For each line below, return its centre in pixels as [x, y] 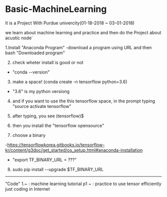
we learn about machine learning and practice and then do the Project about [83, 32]
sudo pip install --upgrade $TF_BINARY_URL [58, 169]
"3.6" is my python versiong [41, 91]
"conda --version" [31, 72]
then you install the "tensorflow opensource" [58, 125]
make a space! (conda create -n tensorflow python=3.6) [70, 82]
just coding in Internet [28, 189]
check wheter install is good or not [48, 62]
